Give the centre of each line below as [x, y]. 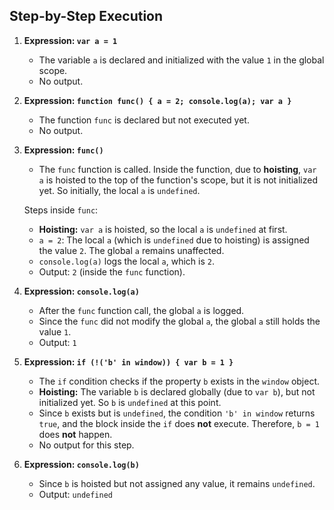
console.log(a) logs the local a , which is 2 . [126, 261]
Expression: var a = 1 [70, 40]
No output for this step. [86, 445]
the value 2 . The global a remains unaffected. [131, 250]
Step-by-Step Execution [86, 16]
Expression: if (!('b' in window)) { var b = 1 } [128, 361]
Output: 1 [57, 342]
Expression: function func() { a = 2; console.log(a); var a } [157, 100]
